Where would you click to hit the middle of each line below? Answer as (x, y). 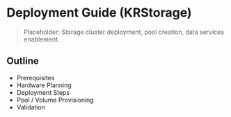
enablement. (41, 39)
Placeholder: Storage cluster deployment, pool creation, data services (124, 32)
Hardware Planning (44, 85)
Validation (31, 107)
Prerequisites (35, 78)
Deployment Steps (43, 92)
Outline (23, 61)
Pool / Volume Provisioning (55, 100)
